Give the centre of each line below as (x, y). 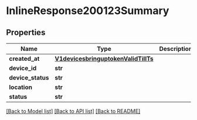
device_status (29, 78)
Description (176, 49)
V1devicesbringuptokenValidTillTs (104, 59)
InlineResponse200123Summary (88, 11)
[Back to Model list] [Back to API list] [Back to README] (73, 111)
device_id (23, 68)
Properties (26, 32)
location (21, 87)
